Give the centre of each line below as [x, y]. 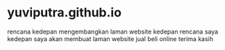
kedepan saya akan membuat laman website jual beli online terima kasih [110, 38]
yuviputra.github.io [64, 13]
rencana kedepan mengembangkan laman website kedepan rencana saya [113, 32]
